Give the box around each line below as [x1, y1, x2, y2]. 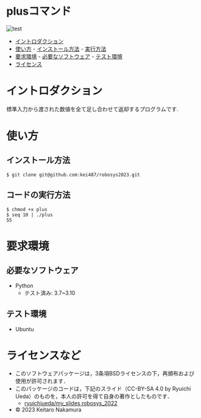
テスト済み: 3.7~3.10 [24, 289, 76, 297]
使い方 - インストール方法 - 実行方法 [15, 45, 107, 52]
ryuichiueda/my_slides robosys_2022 [24, 400, 118, 407]
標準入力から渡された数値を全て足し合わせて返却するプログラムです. [6, 105, 178, 112]
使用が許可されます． [15, 378, 69, 385]
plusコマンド [6, 4, 72, 18]
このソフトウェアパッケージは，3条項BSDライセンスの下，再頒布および [15, 370, 195, 377]
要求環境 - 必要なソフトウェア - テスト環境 [15, 52, 123, 60]
